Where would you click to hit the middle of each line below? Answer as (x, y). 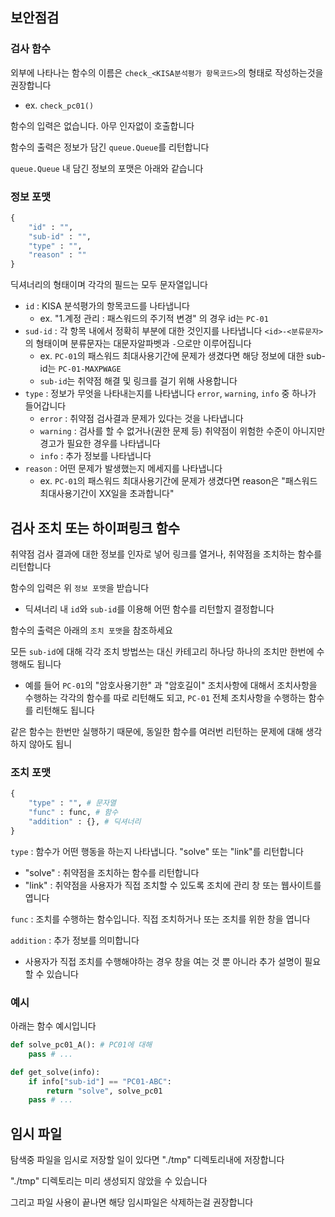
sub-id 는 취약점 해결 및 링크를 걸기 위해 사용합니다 (138, 381)
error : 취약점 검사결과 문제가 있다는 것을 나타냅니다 (141, 419)
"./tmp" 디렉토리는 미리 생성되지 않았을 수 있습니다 (109, 1181)
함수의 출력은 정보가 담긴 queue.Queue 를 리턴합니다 (110, 147)
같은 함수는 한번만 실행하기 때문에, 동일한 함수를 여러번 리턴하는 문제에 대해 (157, 732)
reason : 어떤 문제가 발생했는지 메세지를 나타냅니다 (123, 469)
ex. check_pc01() (59, 105)
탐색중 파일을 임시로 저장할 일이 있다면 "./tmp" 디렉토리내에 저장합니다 (147, 1160)
